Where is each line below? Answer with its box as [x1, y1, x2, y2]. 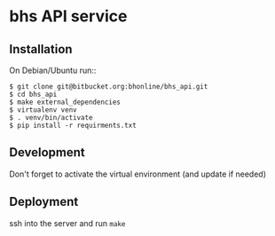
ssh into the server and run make [9, 217, 126, 228]
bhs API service [9, 6, 128, 27]
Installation [9, 42, 73, 57]
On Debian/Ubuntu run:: [9, 65, 97, 75]
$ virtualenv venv [9, 106, 77, 114]
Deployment [9, 194, 79, 209]
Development [9, 145, 86, 161]
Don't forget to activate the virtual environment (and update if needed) [9, 169, 267, 179]
